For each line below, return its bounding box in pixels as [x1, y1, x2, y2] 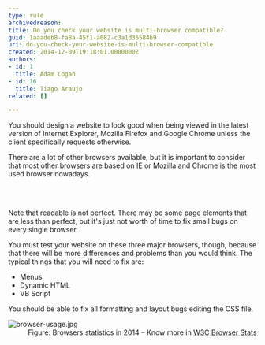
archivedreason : [8, 19, 62, 27]
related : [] [8, 92, 47, 100]
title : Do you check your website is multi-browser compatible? [8, 26, 224, 34]
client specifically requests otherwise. [8, 137, 132, 147]
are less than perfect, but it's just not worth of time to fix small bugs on [8, 217, 238, 226]
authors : [8, 56, 37, 64]
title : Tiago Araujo [15, 84, 83, 93]
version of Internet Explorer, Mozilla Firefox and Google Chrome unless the [8, 129, 251, 139]
